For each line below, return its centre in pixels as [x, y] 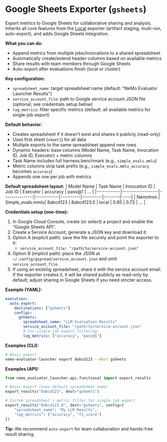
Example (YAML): [24, 289]
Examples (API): [22, 369]
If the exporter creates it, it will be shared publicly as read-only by [80, 274]
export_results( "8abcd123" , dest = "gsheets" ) [52, 392]
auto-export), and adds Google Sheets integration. [57, 33]
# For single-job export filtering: [61, 331]
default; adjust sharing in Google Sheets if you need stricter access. [82, 280]
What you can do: [24, 43]
